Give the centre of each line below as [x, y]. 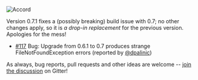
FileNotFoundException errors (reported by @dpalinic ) [83, 53]
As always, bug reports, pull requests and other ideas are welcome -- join [99, 64]
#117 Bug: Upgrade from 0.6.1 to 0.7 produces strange [83, 46]
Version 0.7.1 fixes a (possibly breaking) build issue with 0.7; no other [93, 21]
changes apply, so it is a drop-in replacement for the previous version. [95, 28]
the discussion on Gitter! [37, 71]
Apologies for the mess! [36, 34]
